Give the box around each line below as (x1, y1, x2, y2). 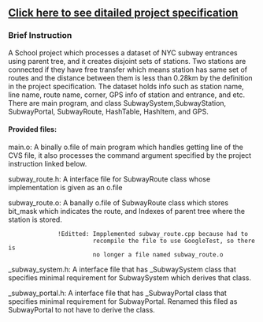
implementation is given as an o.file (8, 182, 124, 192)
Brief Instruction (8, 30, 72, 41)
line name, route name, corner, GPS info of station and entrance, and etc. (8, 90, 246, 99)
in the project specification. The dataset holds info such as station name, (8, 81, 244, 91)
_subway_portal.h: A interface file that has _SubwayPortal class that (8, 288, 227, 298)
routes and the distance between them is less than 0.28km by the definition (8, 73, 254, 82)
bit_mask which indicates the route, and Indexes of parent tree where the (8, 206, 246, 215)
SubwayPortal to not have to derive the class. (8, 305, 155, 314)
